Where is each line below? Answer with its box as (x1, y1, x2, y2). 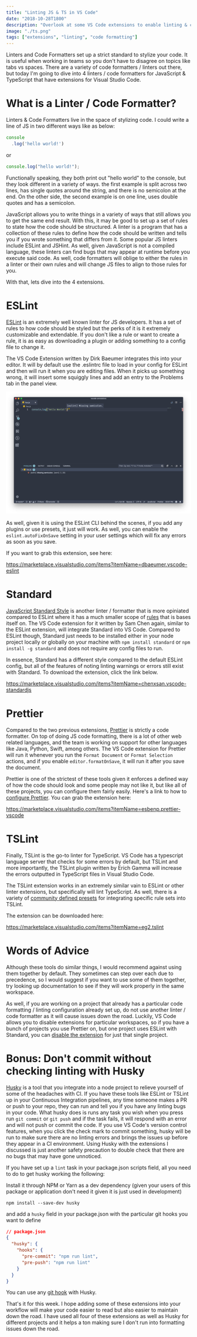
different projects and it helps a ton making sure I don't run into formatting (6, 1319, 185, 1326)
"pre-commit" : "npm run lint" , (21, 1253, 98, 1259)
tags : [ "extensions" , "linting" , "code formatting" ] (6, 34, 138, 41)
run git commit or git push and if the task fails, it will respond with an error (6, 1115, 187, 1122)
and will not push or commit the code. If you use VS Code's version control (6, 1121, 187, 1128)
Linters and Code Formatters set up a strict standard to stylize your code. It (6, 51, 188, 58)
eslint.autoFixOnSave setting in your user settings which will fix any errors (6, 531, 186, 538)
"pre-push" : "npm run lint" (21, 1259, 91, 1265)
